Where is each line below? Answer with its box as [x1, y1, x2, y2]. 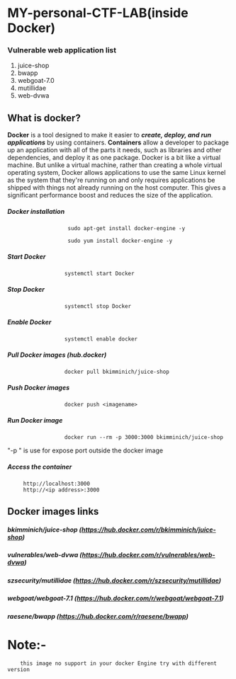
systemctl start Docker [64, 270, 135, 278]
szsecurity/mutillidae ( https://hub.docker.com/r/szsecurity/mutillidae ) [7, 576, 222, 585]
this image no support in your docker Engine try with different [20, 660, 218, 667]
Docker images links [7, 506, 99, 518]
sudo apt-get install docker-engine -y [67, 225, 186, 232]
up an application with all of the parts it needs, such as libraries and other [7, 146, 222, 154]
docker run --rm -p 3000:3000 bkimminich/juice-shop [64, 434, 223, 441]
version [7, 666, 30, 673]
